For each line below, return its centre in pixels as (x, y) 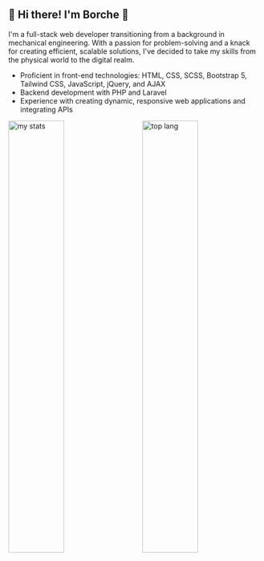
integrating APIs (47, 109)
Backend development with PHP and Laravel (93, 92)
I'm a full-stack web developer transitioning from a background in (116, 34)
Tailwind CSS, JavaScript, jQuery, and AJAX (93, 83)
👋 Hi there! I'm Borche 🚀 (69, 15)
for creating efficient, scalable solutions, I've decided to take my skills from (132, 51)
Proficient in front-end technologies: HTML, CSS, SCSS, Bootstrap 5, (133, 75)
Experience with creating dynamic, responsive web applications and (133, 100)
